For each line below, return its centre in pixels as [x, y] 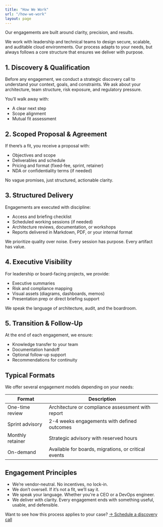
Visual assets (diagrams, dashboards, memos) [58, 293]
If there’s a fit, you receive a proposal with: [48, 146]
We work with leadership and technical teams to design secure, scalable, [78, 42]
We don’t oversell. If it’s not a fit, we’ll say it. [56, 490]
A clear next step [29, 109]
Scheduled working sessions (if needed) [52, 221]
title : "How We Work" [27, 9]
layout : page [18, 18]
